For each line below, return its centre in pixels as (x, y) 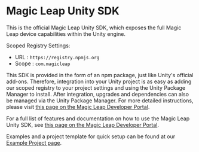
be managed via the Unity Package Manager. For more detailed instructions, (100, 101)
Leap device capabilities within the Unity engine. (66, 34)
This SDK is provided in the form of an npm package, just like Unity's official (100, 75)
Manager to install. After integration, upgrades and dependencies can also (98, 94)
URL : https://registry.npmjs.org (57, 57)
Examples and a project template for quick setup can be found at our (91, 136)
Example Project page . (34, 142)
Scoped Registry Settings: (38, 45)
